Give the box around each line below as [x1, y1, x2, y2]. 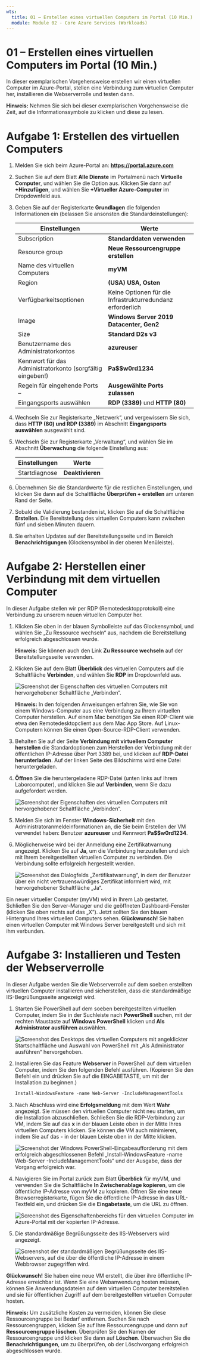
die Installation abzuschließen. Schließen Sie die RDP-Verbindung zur [14, 1114, 185, 1121]
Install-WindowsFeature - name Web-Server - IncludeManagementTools [14, 1090, 183, 1097]
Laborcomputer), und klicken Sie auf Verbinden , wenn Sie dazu [14, 781, 171, 788]
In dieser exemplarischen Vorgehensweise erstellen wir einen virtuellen [6, 78, 181, 85]
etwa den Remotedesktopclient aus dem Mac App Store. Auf [14, 720, 164, 727]
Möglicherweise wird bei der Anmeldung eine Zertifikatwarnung [14, 841, 171, 848]
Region [17, 279, 37, 287]
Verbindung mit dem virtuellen [6, 572, 161, 586]
